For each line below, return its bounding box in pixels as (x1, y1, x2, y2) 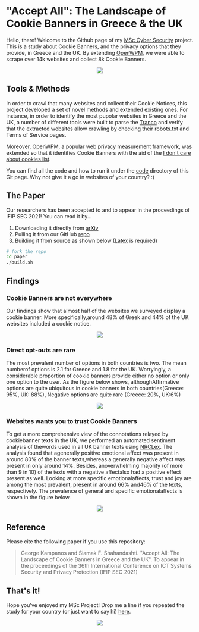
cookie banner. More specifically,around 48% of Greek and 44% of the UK (6, 314, 189, 321)
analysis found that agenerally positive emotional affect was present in (6, 449, 179, 456)
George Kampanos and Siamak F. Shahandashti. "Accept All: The (20, 549, 180, 557)
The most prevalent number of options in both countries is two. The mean (6, 359, 187, 367)
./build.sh (6, 259, 33, 265)
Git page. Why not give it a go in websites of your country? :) (6, 173, 155, 180)
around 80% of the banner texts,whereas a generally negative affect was (6, 456, 185, 463)
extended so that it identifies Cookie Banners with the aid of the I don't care (6, 149, 191, 156)
